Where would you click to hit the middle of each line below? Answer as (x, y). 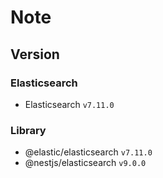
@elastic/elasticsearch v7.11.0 (88, 152)
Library (28, 130)
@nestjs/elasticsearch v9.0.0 (85, 163)
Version (35, 54)
